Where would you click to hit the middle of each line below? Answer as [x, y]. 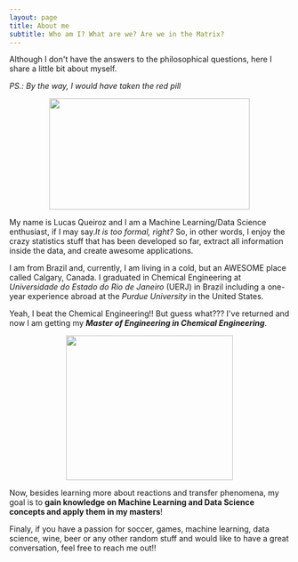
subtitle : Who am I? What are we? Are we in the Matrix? [117, 34]
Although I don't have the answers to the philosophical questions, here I [141, 60]
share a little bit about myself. [63, 69]
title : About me [39, 26]
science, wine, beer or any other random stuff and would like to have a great [149, 539]
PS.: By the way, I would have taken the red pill [95, 86]
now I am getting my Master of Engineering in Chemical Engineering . [138, 323]
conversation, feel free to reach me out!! [83, 548]
